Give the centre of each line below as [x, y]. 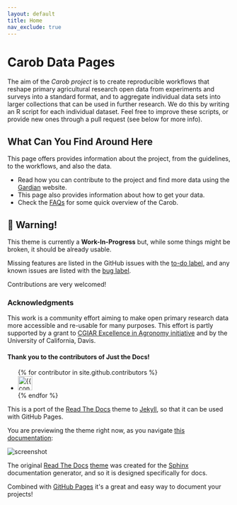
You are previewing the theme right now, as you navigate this [96, 431]
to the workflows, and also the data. [59, 166]
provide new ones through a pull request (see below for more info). [105, 119]
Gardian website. [42, 188]
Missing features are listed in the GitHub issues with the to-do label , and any [118, 263]
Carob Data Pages [61, 62]
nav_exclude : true [34, 27]
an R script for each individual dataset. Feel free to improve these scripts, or [118, 112]
